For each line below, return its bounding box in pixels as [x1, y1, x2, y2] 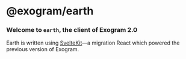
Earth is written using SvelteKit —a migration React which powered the [6, 39, 180, 46]
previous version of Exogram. [6, 46, 79, 53]
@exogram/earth [6, 4, 94, 18]
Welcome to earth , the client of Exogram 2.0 [6, 26, 138, 34]
